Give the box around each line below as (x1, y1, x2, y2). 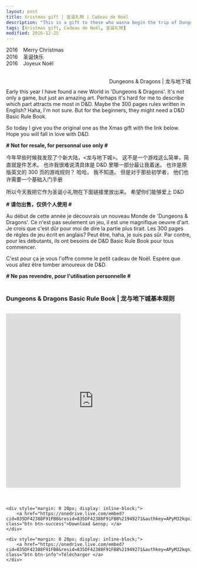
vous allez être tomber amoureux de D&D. (6, 261, 107, 268)
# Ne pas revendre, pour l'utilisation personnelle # (6, 273, 131, 280)
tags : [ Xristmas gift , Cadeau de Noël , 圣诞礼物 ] (6, 25, 126, 31)
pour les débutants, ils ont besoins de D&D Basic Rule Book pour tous (6, 238, 174, 245)
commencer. (6, 244, 36, 251)
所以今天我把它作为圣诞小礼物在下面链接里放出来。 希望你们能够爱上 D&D (6, 189, 185, 196)
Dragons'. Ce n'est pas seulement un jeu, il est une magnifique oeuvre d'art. (6, 219, 190, 226)
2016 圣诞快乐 (6, 53, 44, 60)
